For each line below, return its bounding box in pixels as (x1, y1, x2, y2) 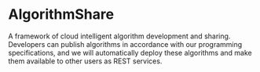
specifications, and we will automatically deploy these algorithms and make (8, 48, 253, 57)
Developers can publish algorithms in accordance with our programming (8, 39, 243, 49)
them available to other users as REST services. (8, 56, 163, 66)
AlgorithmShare (8, 5, 115, 23)
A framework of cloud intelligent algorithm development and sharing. (8, 31, 231, 41)
